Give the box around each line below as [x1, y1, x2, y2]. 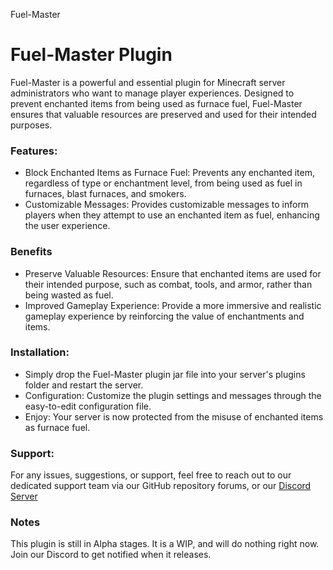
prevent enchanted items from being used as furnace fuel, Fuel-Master [10, 97, 303, 109]
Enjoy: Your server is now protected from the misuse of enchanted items [24, 410, 324, 423]
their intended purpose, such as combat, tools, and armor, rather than [24, 278, 313, 290]
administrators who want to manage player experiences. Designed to [10, 87, 295, 99]
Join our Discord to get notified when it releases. [10, 549, 212, 561]
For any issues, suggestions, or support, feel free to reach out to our [10, 469, 292, 481]
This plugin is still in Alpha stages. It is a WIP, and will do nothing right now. [10, 538, 320, 550]
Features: [10, 144, 58, 158]
